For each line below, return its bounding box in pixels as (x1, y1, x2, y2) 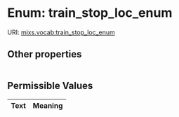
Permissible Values (7, 80, 93, 92)
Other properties (7, 48, 82, 60)
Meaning (32, 100, 63, 110)
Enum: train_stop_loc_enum (7, 5, 173, 21)
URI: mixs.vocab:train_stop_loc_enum (7, 28, 116, 36)
